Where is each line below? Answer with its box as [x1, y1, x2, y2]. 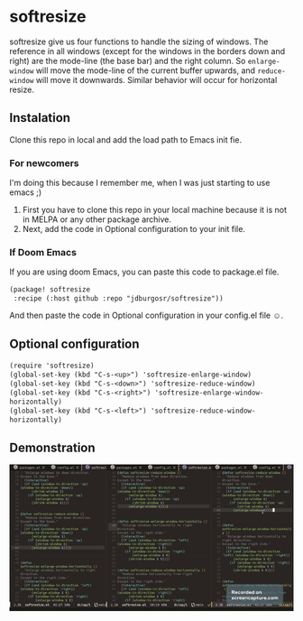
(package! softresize [9, 285, 91, 294]
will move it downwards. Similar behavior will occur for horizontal [35, 74, 278, 85]
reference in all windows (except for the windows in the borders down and [9, 45, 286, 56]
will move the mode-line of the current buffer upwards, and [35, 65, 255, 76]
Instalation [9, 110, 70, 125]
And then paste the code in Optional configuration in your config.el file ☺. [9, 310, 284, 321]
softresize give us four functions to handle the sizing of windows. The [9, 36, 269, 47]
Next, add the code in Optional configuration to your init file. [22, 224, 246, 235]
